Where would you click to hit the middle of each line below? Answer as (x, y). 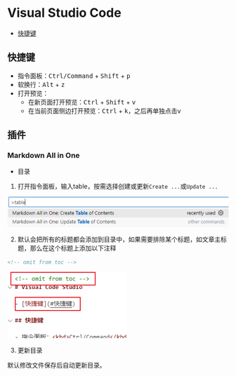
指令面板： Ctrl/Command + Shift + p (74, 76)
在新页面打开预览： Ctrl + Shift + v (82, 102)
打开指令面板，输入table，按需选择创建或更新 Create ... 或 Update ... (118, 187)
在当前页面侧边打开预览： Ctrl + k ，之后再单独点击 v (104, 111)
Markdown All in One (44, 156)
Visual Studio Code (64, 13)
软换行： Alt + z (41, 84)
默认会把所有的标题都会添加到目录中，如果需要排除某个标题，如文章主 (119, 239)
